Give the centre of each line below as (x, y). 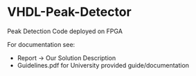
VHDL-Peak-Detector (69, 12)
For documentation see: (41, 44)
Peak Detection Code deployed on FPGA (65, 31)
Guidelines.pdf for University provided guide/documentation (103, 65)
